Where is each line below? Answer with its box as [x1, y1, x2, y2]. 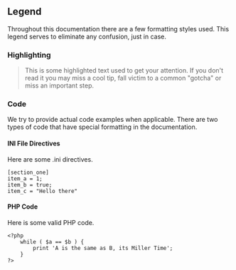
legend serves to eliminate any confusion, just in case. [7, 32, 167, 41]
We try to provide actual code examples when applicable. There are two [7, 115, 218, 124]
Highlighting [7, 50, 51, 60]
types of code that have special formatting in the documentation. [7, 123, 198, 131]
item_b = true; [7, 181, 53, 188]
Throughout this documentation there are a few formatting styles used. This [7, 24, 230, 33]
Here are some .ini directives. [7, 155, 94, 163]
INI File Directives [7, 139, 60, 147]
